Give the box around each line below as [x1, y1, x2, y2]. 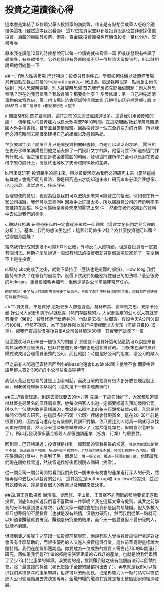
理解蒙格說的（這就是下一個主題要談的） [30, 384, 112, 389]
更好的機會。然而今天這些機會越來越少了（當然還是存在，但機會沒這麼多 [9, 424, 155, 430]
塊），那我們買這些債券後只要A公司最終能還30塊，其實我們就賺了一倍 [5, 328, 144, 334]
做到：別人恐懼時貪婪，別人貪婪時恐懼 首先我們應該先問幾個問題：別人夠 [5, 85, 152, 91]
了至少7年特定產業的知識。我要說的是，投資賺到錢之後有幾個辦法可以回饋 [5, 557, 153, 563]
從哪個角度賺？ [5, 233, 35, 239]
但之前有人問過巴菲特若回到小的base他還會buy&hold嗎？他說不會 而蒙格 [5, 361, 151, 367]
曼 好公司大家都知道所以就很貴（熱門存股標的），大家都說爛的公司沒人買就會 [5, 309, 158, 315]
